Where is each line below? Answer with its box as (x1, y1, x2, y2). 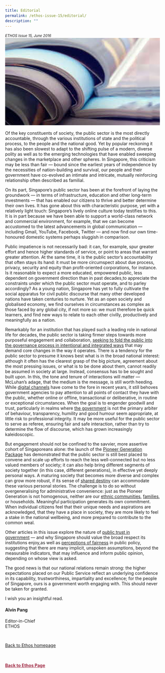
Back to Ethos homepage (5, 642, 56, 648)
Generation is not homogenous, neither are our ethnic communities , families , (5, 493, 160, 499)
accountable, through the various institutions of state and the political (5, 136, 146, 142)
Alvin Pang (5, 607, 28, 613)
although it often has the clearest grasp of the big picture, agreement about (5, 358, 158, 364)
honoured (5, 234, 25, 240)
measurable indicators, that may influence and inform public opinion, (5, 550, 144, 556)
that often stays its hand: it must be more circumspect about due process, (5, 260, 155, 265)
